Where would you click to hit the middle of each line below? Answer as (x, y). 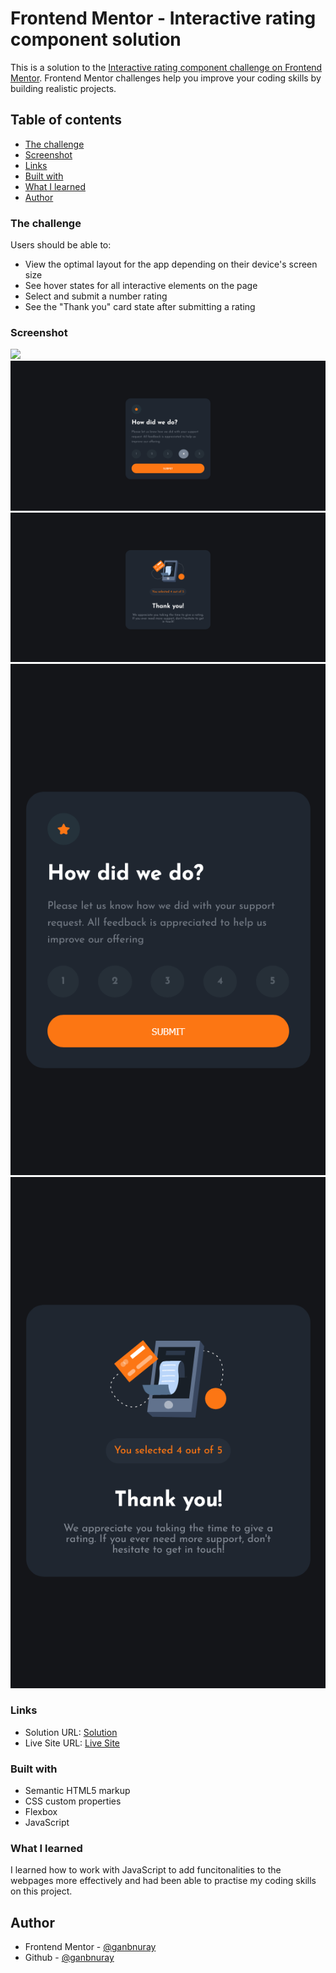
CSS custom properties (73, 1801)
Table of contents (66, 120)
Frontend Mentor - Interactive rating (163, 18)
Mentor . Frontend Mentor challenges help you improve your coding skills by (166, 78)
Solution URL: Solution (71, 1732)
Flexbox (41, 1812)
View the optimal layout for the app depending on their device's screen (171, 264)
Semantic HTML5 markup (77, 1791)
